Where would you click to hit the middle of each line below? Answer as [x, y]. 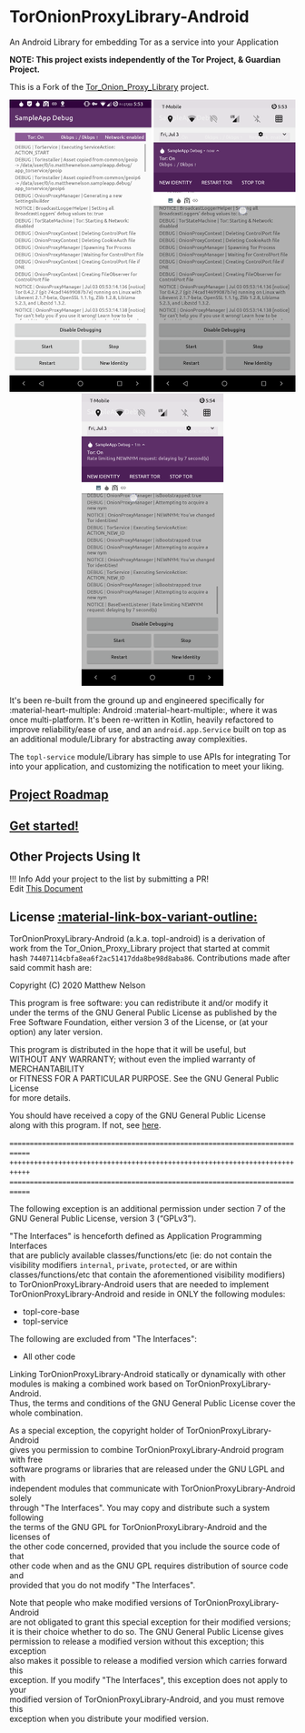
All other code [49, 1356]
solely [20, 1498]
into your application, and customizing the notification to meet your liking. [147, 767]
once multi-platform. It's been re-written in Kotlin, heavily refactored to [142, 720]
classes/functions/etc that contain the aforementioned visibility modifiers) [148, 1275]
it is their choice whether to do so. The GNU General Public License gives [147, 1632]
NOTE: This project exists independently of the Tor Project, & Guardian [145, 59]
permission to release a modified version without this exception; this [137, 1642]
